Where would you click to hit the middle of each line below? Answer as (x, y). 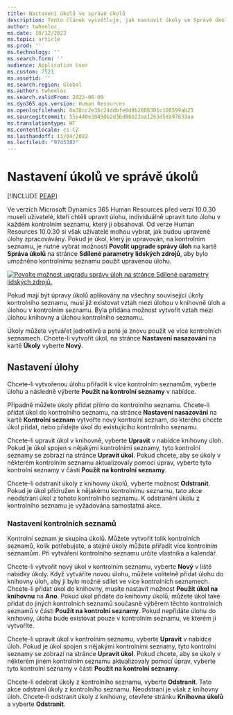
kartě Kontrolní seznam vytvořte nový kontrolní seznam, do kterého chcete (115, 420)
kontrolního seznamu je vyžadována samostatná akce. (85, 505)
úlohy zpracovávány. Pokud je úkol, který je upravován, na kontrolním (106, 239)
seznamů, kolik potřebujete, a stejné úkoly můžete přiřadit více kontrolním (112, 546)
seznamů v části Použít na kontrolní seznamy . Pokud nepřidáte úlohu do (112, 611)
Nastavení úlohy (43, 367)
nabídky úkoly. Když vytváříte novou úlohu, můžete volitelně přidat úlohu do (115, 574)
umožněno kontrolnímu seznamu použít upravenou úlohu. (89, 261)
